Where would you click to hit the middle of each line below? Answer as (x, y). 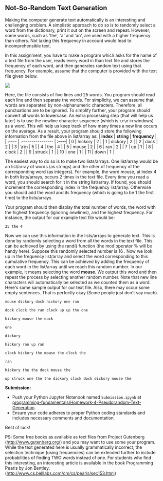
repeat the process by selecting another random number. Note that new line (81, 277)
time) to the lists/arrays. (29, 197)
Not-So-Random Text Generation (56, 8)
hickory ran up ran (25, 344)
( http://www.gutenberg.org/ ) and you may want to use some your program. (80, 442)
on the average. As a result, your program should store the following (73, 131)
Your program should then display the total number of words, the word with (80, 207)
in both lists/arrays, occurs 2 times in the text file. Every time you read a (77, 177)
